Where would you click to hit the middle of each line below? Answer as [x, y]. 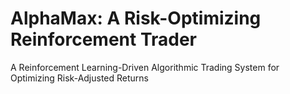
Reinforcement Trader [103, 39]
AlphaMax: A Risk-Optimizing [136, 18]
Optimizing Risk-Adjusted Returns [80, 78]
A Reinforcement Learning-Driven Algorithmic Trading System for [145, 67]
